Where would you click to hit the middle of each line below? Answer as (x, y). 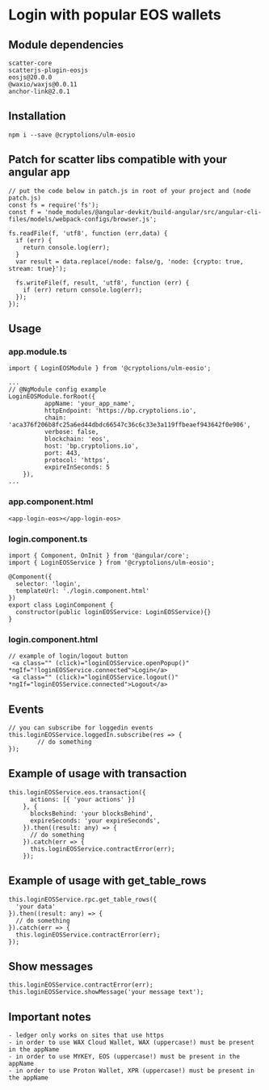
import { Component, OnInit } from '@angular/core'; (99, 555)
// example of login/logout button (68, 656)
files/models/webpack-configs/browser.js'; (83, 219)
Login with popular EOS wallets (115, 15)
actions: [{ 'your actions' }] (82, 799)
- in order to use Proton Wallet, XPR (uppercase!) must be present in (131, 1071)
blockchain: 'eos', (77, 439)
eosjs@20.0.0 (30, 78)
